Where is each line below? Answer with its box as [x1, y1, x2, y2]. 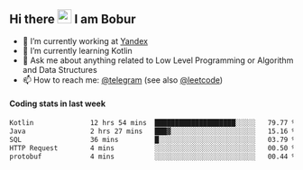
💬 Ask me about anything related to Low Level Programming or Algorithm [22, 55, 294, 66]
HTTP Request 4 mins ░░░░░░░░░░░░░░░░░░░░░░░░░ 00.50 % [9, 143, 297, 153]
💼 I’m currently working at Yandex [22, 35, 149, 46]
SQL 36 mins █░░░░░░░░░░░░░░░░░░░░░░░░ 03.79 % [9, 135, 297, 144]
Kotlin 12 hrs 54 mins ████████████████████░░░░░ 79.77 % [9, 119, 297, 128]
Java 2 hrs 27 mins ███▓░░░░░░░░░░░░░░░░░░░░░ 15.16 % [9, 127, 297, 136]
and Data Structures [22, 64, 97, 75]
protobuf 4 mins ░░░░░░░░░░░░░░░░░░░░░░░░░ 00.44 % [9, 152, 297, 161]
